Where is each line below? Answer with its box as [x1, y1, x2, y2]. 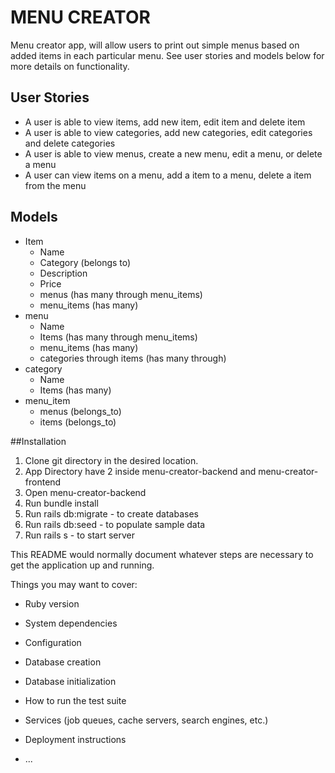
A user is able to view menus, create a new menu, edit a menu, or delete [24, 147, 323, 160]
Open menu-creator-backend [24, 486, 147, 498]
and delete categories [24, 137, 116, 149]
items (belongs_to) [39, 416, 117, 428]
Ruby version [24, 597, 80, 610]
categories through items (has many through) [39, 352, 227, 364]
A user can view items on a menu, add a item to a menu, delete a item [24, 169, 312, 181]
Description [39, 267, 88, 279]
